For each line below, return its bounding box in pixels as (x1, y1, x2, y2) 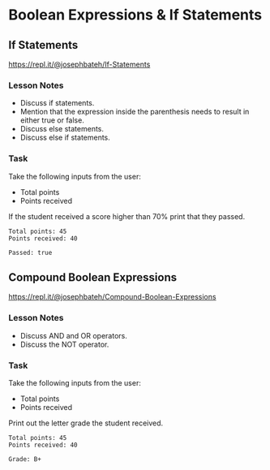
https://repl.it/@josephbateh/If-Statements (8, 59, 151, 69)
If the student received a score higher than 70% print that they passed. (8, 211, 246, 221)
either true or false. (19, 115, 85, 125)
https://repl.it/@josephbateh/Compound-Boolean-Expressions (8, 292, 216, 302)
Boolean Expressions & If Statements (8, 6, 263, 24)
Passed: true (8, 248, 53, 257)
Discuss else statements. (19, 124, 104, 134)
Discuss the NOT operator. (19, 339, 109, 349)
